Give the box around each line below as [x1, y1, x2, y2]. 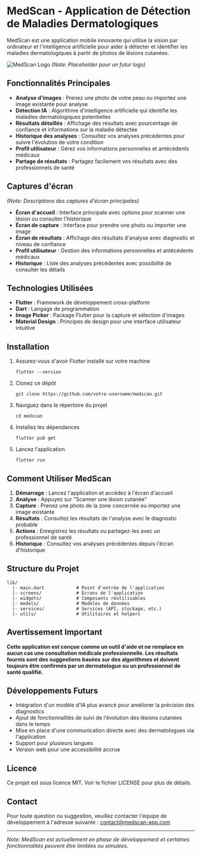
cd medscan [15, 413, 43, 419]
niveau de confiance [15, 240, 66, 247]
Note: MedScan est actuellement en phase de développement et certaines [7, 836, 190, 843]
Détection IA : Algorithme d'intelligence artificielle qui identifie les [15, 106, 178, 114]
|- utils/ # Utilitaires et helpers [12, 611, 141, 617]
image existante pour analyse [15, 100, 88, 108]
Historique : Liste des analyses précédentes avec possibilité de [15, 259, 172, 266]
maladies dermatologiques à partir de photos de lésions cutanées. [7, 49, 169, 56]
